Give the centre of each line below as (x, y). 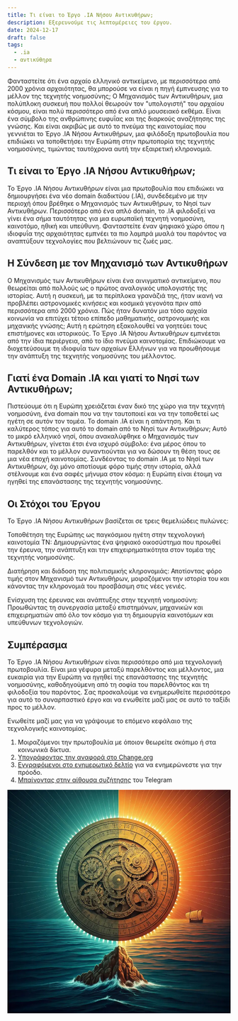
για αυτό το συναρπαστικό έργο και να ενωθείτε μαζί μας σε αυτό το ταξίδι (119, 700)
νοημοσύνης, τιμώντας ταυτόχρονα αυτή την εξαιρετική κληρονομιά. (110, 148)
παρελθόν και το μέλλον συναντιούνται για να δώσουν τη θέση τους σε (114, 451)
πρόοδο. (30, 772)
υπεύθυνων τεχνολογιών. (45, 623)
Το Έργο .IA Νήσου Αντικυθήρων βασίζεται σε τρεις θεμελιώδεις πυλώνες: (118, 521)
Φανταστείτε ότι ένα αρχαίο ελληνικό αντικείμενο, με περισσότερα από (114, 81)
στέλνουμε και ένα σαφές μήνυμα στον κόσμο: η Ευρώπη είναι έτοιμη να (115, 474)
